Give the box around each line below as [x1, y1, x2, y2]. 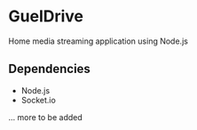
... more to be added [8, 111, 83, 122]
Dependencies [8, 61, 91, 77]
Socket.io [20, 94, 57, 105]
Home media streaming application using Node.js [8, 36, 188, 46]
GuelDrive [8, 6, 84, 27]
